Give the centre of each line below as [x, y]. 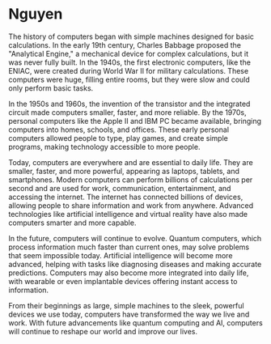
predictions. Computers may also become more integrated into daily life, [129, 273]
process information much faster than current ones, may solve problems [129, 247]
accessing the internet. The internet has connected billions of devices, [126, 197]
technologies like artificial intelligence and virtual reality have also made [128, 214]
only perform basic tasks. [51, 88]
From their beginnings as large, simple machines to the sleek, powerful [126, 305]
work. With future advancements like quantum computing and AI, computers [135, 323]
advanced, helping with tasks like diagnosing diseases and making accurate [135, 264]
